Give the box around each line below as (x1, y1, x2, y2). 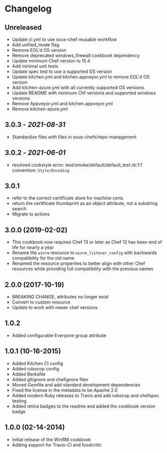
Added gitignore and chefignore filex (12, 376, 89, 383)
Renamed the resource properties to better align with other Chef (12, 260, 145, 267)
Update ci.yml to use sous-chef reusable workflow (12, 36, 117, 42)
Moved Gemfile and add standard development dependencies (12, 382, 140, 388)
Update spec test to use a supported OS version (12, 68, 112, 74)
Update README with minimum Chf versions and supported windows (12, 90, 156, 96)
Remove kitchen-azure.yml (12, 106, 68, 112)
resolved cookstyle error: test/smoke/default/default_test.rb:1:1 (12, 162, 142, 168)
